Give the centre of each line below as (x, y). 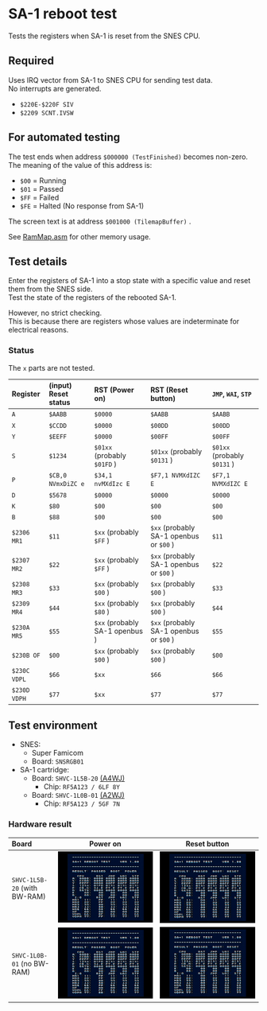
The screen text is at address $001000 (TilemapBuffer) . (100, 221)
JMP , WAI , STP (232, 394)
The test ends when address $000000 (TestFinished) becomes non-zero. (128, 157)
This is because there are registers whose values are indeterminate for (124, 321)
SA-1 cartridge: (44, 770)
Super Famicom (57, 753)
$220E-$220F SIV (46, 104)
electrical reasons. (39, 330)
